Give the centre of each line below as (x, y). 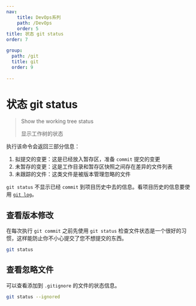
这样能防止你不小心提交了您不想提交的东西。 (72, 238)
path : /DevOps (34, 23)
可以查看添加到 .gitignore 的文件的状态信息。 (63, 285)
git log (22, 195)
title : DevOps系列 (39, 17)
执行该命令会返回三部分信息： (43, 146)
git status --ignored (33, 297)
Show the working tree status (57, 121)
